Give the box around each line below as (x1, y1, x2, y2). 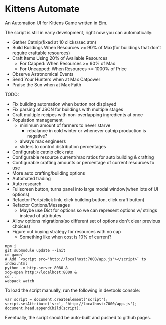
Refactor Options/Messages (12, 202, 70, 208)
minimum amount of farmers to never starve (19, 122, 111, 128)
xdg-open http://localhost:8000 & (5, 270, 77, 275)
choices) (12, 223, 31, 229)
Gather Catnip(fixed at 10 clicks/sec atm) (12, 39, 96, 45)
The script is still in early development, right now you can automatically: (5, 29, 153, 35)
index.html (5, 261, 28, 266)
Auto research (12, 181, 42, 187)
